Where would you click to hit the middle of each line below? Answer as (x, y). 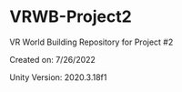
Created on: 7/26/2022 (52, 59)
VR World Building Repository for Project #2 (91, 42)
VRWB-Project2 (71, 17)
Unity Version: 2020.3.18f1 (58, 77)
